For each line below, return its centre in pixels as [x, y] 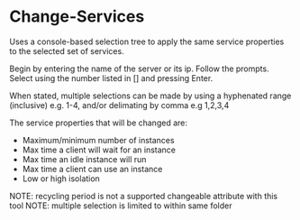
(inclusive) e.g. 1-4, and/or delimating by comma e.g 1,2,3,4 [119, 105]
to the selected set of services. [67, 50]
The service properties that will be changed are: [98, 123]
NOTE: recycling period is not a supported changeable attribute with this [144, 196]
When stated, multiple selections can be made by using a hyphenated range [150, 96]
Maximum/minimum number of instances [98, 140]
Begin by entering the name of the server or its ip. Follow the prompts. [139, 69]
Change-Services [77, 17]
